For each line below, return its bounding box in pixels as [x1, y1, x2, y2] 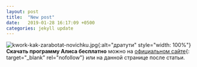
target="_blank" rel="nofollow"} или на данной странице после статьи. [6, 54, 185, 61]
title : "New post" [6, 14, 55, 20]
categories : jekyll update [6, 25, 74, 31]
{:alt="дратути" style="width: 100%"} [98, 42, 192, 49]
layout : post [6, 8, 39, 15]
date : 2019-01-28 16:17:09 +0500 [6, 20, 95, 25]
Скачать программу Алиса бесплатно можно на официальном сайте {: [6, 48, 190, 55]
